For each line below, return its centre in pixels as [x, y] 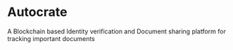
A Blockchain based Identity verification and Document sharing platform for [117, 31]
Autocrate [37, 12]
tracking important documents [51, 38]
